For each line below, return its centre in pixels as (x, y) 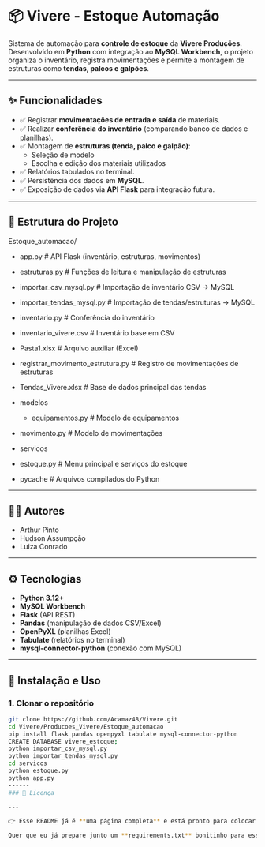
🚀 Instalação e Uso (54, 680)
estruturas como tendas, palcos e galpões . (79, 68)
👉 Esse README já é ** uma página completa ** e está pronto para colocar (132, 821)
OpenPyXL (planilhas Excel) (65, 632)
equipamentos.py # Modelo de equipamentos (105, 418)
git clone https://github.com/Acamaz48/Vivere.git (93, 719)
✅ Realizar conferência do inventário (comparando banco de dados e (134, 129)
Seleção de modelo (63, 155)
